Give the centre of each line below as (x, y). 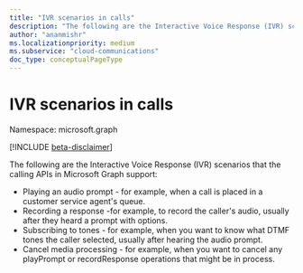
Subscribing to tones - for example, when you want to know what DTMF (156, 230)
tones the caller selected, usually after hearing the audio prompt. (142, 240)
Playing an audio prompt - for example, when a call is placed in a (142, 192)
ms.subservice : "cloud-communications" (84, 52)
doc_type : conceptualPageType (66, 60)
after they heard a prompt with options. (95, 220)
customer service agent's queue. (84, 201)
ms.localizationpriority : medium (72, 43)
